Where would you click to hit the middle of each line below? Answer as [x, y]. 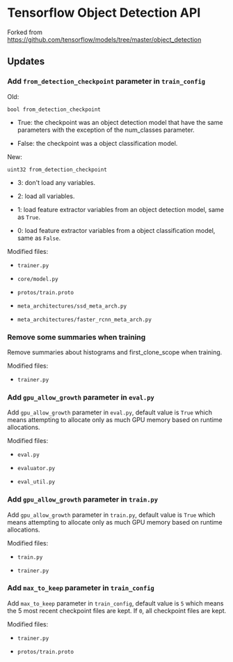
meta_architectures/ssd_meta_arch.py [72, 306]
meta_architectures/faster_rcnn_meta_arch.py [84, 319]
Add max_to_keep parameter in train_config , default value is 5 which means [115, 603]
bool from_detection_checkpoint [54, 110]
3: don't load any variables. [56, 182]
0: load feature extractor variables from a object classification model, [116, 230]
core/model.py [38, 279]
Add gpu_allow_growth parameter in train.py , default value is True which [111, 515]
